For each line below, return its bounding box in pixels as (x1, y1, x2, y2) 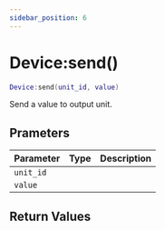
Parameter (14, 152, 61, 165)
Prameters (9, 125, 71, 141)
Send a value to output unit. (9, 99, 113, 110)
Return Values (9, 208, 92, 224)
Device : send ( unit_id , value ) (9, 83, 120, 92)
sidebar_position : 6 (9, 13, 88, 23)
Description (99, 152, 152, 165)
